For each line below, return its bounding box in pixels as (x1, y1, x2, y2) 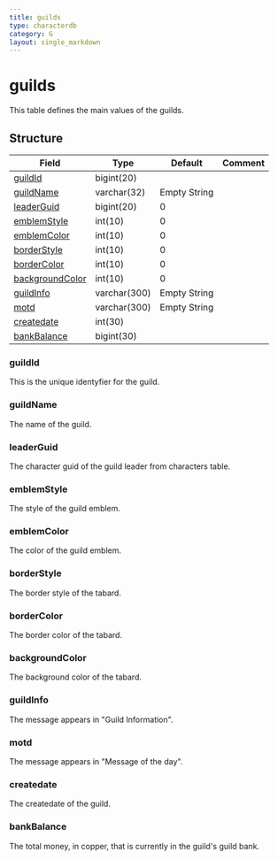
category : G (9, 29, 53, 38)
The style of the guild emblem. (9, 503, 121, 514)
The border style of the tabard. (9, 587, 122, 598)
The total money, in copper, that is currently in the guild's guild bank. (9, 841, 259, 851)
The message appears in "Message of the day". (9, 756, 183, 766)
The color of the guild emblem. (9, 545, 122, 556)
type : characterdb (9, 21, 77, 30)
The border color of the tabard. (9, 630, 122, 641)
